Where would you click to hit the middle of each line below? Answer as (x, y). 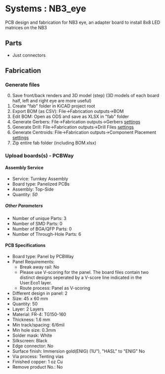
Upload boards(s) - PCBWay (40, 156)
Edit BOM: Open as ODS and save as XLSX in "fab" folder (71, 116)
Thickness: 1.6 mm (31, 320)
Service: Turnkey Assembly (40, 178)
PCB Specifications (25, 245)
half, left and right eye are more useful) (52, 101)
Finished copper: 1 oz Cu (38, 362)
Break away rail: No (40, 267)
